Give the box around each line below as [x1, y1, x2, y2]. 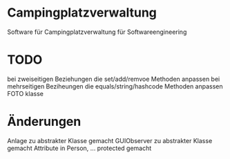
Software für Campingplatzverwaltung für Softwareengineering [7, 28, 187, 36]
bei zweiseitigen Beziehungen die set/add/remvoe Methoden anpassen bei [7, 75, 220, 83]
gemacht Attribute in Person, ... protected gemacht [7, 144, 152, 152]
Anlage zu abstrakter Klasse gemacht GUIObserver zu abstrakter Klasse [7, 136, 213, 144]
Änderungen [7, 114, 82, 129]
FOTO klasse [7, 89, 44, 97]
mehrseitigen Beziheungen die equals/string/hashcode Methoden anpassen [7, 82, 223, 91]
